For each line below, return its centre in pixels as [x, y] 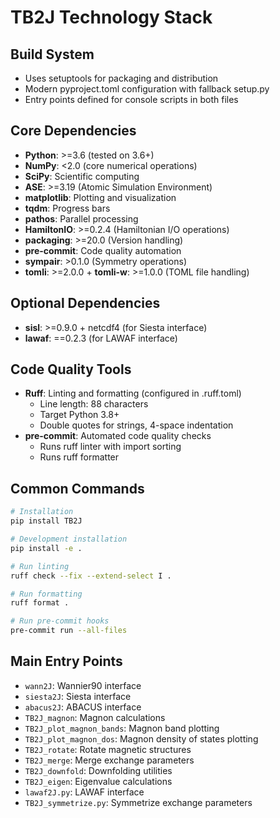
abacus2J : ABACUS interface [83, 707]
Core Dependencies [73, 131]
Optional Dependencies [85, 303]
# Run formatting [46, 594]
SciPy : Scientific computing [82, 176]
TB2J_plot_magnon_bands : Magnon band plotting [122, 728]
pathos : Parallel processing [81, 218]
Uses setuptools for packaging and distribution [121, 78]
